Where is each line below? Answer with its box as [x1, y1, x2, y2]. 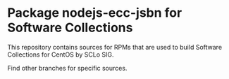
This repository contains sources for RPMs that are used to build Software [7, 43, 223, 51]
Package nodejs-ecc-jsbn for [7, 5, 182, 21]
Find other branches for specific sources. [7, 64, 128, 72]
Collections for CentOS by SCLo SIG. [7, 50, 114, 59]
